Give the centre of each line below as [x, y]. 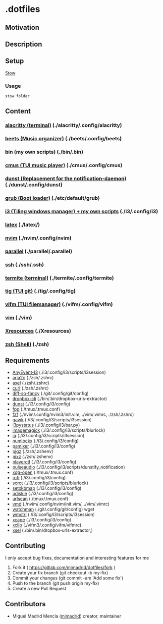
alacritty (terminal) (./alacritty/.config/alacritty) [64, 125]
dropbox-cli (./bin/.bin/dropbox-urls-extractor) [60, 398]
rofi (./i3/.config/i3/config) [39, 477]
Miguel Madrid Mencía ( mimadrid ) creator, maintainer [67, 616]
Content [18, 111]
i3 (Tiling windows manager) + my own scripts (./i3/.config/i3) [82, 211]
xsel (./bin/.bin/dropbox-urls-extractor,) [53, 530]
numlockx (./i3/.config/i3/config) [46, 441]
